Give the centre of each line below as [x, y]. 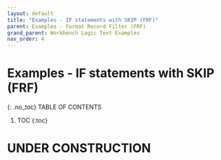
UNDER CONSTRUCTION [79, 148]
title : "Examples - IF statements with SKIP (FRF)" [83, 20]
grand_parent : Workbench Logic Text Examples [73, 33]
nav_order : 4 [26, 39]
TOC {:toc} [32, 121]
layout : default [30, 13]
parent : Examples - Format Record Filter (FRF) [77, 26]
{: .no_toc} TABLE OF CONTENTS [54, 107]
